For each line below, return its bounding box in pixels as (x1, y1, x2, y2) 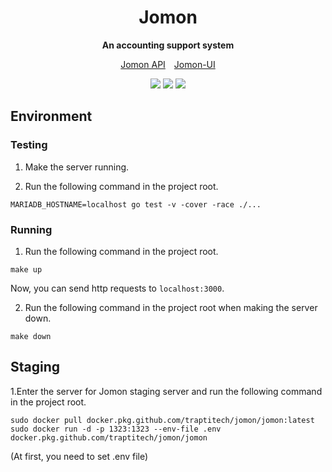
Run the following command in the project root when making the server (24, 301, 318, 313)
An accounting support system (101, 39, 235, 51)
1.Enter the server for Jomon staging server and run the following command (10, 385, 323, 397)
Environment (10, 108, 93, 125)
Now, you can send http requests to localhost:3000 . (10, 282, 225, 294)
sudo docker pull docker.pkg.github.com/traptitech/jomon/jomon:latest (10, 415, 315, 425)
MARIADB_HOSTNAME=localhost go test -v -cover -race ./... (10, 199, 262, 210)
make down (10, 331, 52, 341)
